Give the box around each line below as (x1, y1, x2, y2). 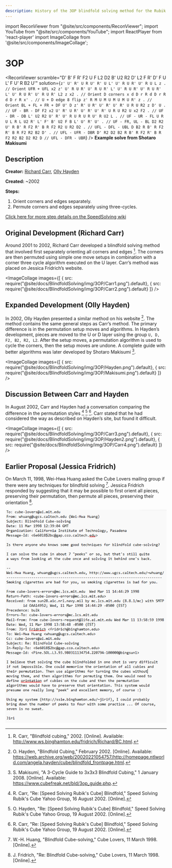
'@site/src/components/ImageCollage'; (5, 39, 88, 46)
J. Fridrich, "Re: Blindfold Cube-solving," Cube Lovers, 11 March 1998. (12, 852, 160, 858)
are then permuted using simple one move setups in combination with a (5, 254, 156, 260)
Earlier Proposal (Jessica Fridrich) (5, 462, 116, 471)
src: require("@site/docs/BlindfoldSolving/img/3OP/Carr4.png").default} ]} (5, 442, 163, 448)
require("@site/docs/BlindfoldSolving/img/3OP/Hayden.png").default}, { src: (5, 364, 166, 370)
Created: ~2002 (5, 178, 40, 184)
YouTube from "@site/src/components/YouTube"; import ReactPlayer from (5, 28, 162, 34)
